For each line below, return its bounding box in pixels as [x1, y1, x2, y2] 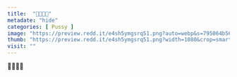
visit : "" [7, 43, 37, 50]
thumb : [7, 36, 27, 43]
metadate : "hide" [7, 17, 59, 24]
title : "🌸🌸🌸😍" [7, 10, 52, 17]
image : [7, 29, 27, 37]
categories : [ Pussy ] [7, 23, 74, 30]
